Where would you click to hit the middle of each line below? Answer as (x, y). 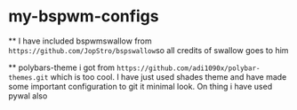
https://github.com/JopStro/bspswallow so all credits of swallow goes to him (148, 50)
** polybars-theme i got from (62, 67)
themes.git (28, 77)
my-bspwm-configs (84, 16)
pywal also (28, 96)
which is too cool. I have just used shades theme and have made (169, 76)
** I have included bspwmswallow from (80, 41)
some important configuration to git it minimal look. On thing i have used (140, 86)
